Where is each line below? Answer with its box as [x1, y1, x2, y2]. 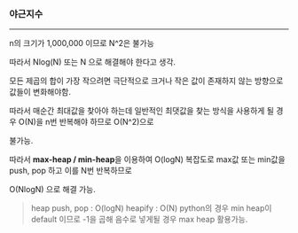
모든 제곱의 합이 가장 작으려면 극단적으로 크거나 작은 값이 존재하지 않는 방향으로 [9, 75, 284, 86]
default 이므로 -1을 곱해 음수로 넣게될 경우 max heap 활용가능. [30, 214, 248, 225]
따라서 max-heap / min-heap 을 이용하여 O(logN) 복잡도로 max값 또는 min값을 [9, 154, 286, 165]
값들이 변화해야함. [9, 87, 72, 97]
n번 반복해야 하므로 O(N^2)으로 [45, 117, 154, 128]
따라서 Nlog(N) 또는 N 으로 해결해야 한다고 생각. [9, 57, 176, 67]
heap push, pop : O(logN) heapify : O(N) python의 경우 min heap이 [30, 203, 272, 214]
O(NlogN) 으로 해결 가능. [9, 184, 96, 195]
